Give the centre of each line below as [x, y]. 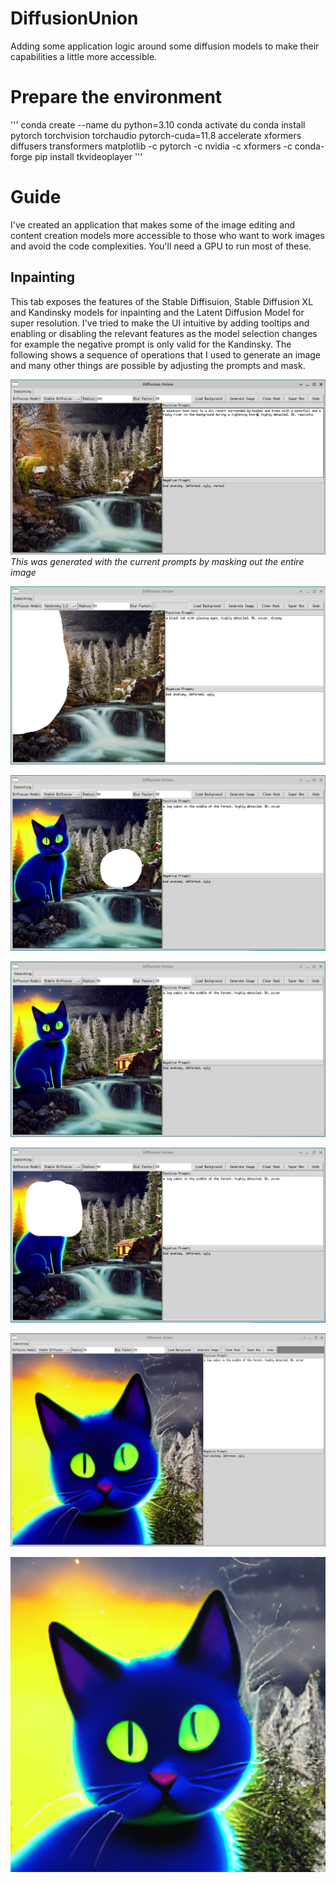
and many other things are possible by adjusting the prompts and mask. [158, 365]
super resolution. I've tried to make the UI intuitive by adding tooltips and [160, 323]
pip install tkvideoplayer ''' [88, 156]
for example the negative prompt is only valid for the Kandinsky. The [151, 344]
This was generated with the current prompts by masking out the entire [157, 561]
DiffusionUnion [74, 18]
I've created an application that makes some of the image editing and [153, 224]
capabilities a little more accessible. [84, 56]
